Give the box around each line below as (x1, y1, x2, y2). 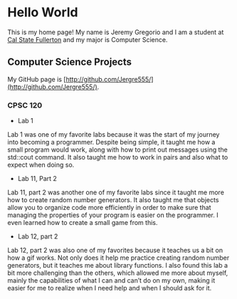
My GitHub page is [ (7, 75, 66, 83)
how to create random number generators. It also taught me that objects (7, 196, 219, 204)
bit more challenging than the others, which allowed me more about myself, (7, 268, 228, 278)
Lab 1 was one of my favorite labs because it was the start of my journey (7, 130, 220, 139)
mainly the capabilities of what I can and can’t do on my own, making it (7, 276, 216, 285)
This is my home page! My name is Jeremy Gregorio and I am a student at (7, 28, 224, 36)
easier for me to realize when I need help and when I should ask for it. (7, 284, 212, 293)
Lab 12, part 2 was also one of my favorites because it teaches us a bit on (7, 246, 223, 255)
